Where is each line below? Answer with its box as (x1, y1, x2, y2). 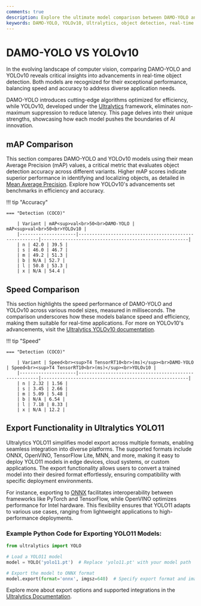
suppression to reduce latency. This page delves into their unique (31, 109, 193, 116)
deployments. (39, 514, 74, 521)
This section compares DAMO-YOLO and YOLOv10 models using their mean (6, 155, 193, 163)
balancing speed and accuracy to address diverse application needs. (6, 85, 176, 92)
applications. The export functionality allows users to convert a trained (6, 464, 181, 472)
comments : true (6, 8, 44, 15)
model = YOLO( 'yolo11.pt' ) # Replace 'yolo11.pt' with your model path (6, 559, 191, 565)
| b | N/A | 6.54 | (17, 396, 66, 402)
